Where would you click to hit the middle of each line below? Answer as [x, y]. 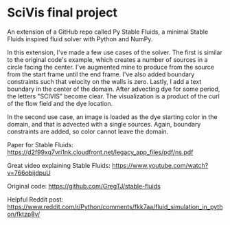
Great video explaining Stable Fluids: [59, 165]
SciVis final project [62, 13]
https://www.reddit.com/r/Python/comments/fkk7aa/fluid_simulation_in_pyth [115, 206]
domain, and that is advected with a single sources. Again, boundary [104, 124]
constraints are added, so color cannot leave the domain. [88, 131]
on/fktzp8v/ [24, 214]
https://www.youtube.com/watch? [160, 165]
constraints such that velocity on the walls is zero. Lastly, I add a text [104, 81]
